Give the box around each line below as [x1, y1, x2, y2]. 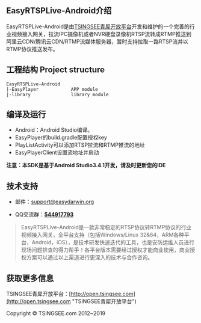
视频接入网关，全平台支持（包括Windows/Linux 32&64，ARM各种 [20, 231, 185, 239]
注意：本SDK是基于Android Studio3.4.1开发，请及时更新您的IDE [6, 162, 166, 169]
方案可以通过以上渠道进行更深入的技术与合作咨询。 [26, 254, 153, 261]
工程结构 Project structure [6, 65, 105, 75]
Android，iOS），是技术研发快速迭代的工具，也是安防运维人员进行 [31, 239, 194, 246]
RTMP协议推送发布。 [6, 45, 58, 52]
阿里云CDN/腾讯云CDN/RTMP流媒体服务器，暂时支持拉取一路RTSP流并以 [6, 38, 188, 45]
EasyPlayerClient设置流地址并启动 [14, 149, 99, 156]
